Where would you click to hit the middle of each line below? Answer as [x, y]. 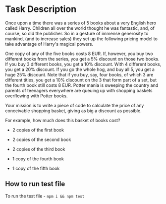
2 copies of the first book [38, 130]
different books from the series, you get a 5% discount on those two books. [82, 59]
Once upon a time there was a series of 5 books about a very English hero [81, 23]
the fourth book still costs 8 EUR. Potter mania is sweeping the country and [82, 85]
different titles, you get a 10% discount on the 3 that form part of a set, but [81, 80]
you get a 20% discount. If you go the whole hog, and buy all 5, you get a [80, 69]
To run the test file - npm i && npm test [45, 196]
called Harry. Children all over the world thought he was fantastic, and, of [80, 28]
